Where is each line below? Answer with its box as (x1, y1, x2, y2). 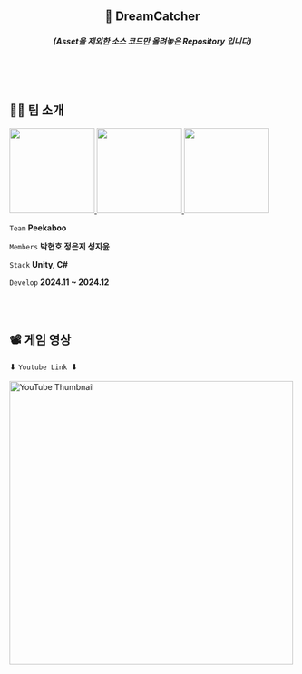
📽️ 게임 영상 (9, 332, 72, 348)
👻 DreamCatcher (104, 9, 200, 24)
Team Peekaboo (9, 222, 67, 233)
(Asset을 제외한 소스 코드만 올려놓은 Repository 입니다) (53, 36, 252, 47)
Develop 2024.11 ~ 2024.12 (9, 277, 110, 288)
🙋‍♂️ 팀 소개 (9, 103, 64, 118)
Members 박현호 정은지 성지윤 (9, 240, 111, 251)
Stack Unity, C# (9, 259, 68, 269)
